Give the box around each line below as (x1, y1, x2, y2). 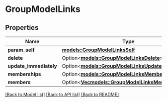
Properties (5, 23, 39, 32)
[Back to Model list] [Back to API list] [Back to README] (5, 92, 119, 98)
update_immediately (7, 63, 57, 69)
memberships (7, 71, 41, 78)
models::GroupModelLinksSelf (62, 46, 135, 53)
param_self (7, 46, 35, 53)
